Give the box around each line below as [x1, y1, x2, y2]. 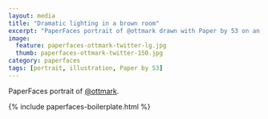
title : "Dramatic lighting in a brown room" [8, 19, 160, 27]
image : [8, 34, 30, 43]
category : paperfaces [8, 57, 81, 65]
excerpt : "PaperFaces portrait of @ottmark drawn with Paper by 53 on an [8, 27, 261, 35]
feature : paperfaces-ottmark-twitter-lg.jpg [15, 42, 167, 50]
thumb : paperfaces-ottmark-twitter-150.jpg [15, 49, 163, 57]
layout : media [8, 11, 56, 20]
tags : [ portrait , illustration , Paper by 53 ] [8, 64, 163, 72]
